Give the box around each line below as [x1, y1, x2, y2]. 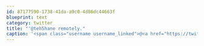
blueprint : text [6, 14, 47, 20]
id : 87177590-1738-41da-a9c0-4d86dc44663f [6, 8, 115, 15]
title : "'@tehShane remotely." [6, 25, 86, 32]
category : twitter [6, 20, 53, 26]
